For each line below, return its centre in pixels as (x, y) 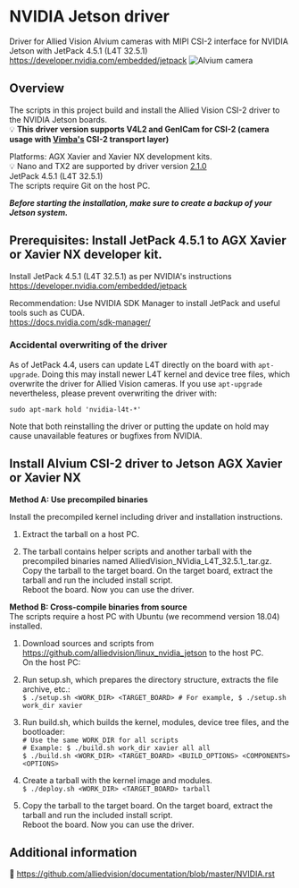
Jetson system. (39, 212)
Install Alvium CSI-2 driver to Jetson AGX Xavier (146, 464)
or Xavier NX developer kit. (86, 255)
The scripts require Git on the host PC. (80, 185)
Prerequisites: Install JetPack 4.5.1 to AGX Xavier (148, 240)
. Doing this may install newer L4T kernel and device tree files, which (164, 374)
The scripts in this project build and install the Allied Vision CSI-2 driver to (145, 110)
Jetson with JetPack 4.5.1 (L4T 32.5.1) (79, 50)
